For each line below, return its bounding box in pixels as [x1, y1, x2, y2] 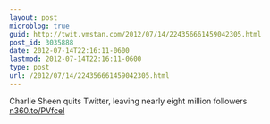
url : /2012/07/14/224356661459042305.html [9, 71, 170, 80]
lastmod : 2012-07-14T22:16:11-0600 [9, 54, 142, 63]
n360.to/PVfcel [9, 104, 65, 116]
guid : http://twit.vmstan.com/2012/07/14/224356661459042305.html [9, 29, 262, 38]
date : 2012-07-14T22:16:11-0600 [9, 46, 130, 55]
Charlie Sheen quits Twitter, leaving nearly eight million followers [9, 95, 248, 106]
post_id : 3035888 [9, 37, 74, 47]
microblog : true [9, 21, 70, 30]
